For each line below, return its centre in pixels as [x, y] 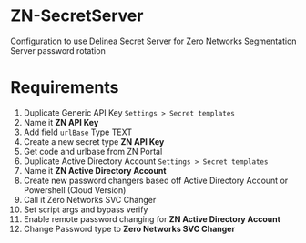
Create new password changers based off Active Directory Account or [156, 180]
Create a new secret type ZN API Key [94, 141]
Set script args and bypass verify [86, 209]
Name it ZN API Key [61, 122]
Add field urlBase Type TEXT [78, 132]
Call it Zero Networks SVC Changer [90, 199]
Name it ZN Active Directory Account [95, 170]
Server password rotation [58, 50]
